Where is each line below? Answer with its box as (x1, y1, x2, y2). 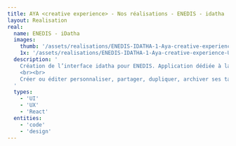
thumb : (20, 43, 39, 50)
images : (13, 36, 37, 44)
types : (13, 88, 33, 95)
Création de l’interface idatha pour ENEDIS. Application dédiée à (20, 62, 221, 69)
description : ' (13, 56, 58, 63)
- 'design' (20, 128, 52, 135)
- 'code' (20, 121, 46, 128)
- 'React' (20, 108, 49, 115)
